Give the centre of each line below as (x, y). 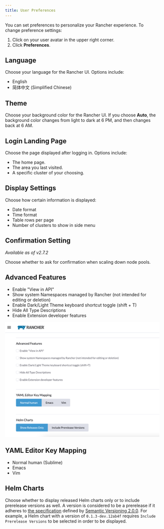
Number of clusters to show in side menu (54, 225)
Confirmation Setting (38, 241)
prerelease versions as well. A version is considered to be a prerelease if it (80, 505)
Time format (24, 215)
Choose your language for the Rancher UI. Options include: (65, 72)
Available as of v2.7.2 (27, 252)
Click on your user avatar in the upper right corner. (63, 40)
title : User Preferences (30, 10)
